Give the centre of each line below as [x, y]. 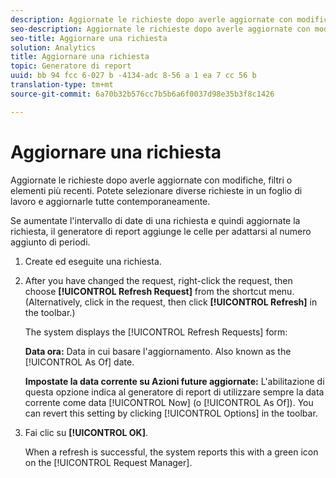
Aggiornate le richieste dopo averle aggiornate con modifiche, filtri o [151, 180]
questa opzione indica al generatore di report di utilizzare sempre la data [174, 392]
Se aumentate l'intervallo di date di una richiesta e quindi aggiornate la [155, 220]
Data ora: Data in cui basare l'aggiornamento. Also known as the [158, 351]
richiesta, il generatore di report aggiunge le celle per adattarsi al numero [161, 231]
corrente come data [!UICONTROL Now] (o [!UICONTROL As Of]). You [169, 402]
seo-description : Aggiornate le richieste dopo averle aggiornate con [160, 29]
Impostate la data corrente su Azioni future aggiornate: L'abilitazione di [174, 381]
